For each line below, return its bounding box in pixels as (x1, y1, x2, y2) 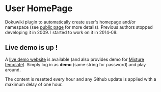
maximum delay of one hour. (5, 81, 63, 87)
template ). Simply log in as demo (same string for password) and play (5, 61, 146, 67)
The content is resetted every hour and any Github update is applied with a (5, 76, 157, 82)
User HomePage (5, 3, 73, 14)
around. (5, 67, 21, 73)
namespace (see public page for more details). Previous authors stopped (5, 24, 153, 30)
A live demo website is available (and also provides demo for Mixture (5, 56, 144, 62)
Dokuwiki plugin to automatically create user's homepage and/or (5, 19, 136, 25)
